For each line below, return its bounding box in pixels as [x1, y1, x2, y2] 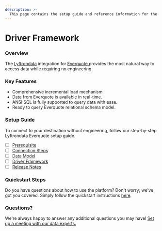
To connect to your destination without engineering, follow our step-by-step [5, 127, 157, 133]
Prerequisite [12, 142, 36, 148]
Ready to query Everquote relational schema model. [12, 105, 116, 110]
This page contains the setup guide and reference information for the [9, 12, 158, 16]
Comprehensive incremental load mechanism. [12, 89, 104, 95]
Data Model [12, 153, 35, 159]
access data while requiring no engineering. [5, 66, 93, 72]
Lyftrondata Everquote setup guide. [5, 133, 76, 139]
